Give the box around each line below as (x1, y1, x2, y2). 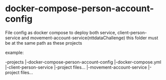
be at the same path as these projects (5, 40, 83, 46)
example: (5, 50, 24, 55)
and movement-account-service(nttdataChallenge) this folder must (21, 35, 159, 41)
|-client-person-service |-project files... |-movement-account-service (5, 64, 147, 70)
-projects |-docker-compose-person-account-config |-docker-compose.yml (5, 59, 162, 65)
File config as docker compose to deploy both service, (5, 29, 116, 35)
